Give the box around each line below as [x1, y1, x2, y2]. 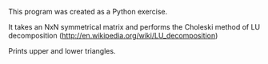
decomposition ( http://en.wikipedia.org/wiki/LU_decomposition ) [8, 31, 218, 40]
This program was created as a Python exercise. [8, 7, 168, 16]
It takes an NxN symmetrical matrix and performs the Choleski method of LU [8, 22, 261, 31]
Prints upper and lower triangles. [8, 46, 116, 55]
